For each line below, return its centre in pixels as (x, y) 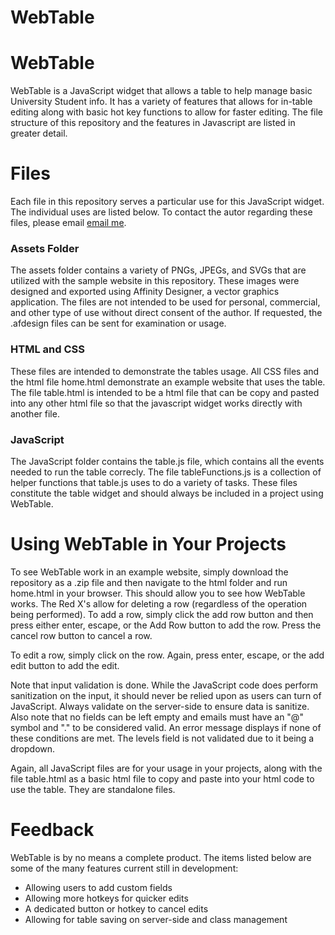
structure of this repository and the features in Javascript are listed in (153, 123)
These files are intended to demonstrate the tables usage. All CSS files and (165, 371)
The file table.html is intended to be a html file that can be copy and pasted (165, 392)
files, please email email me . (68, 223)
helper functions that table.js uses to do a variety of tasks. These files (154, 482)
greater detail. (39, 133)
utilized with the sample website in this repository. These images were (155, 281)
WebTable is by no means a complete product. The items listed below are (161, 857)
